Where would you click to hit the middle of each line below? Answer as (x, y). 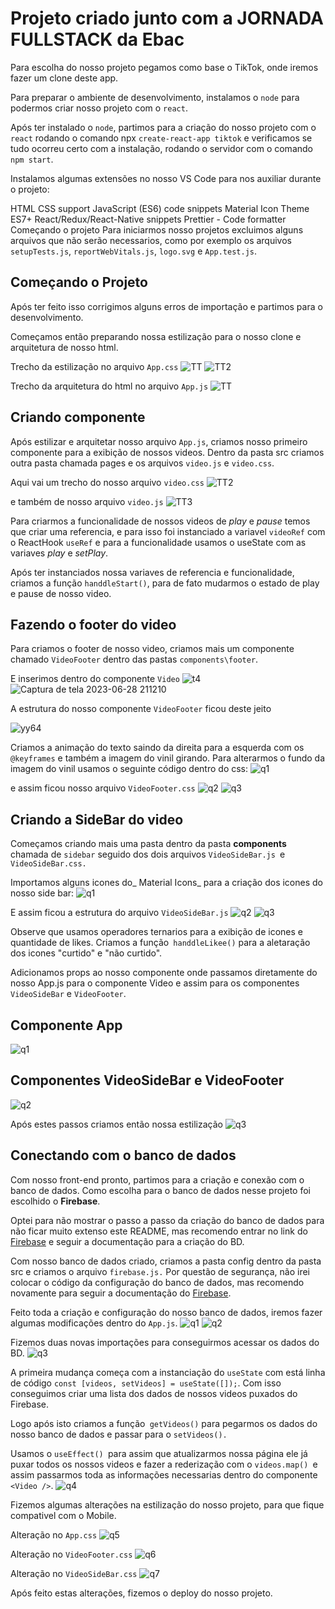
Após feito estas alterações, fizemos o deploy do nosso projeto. (141, 1593)
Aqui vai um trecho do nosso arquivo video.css (107, 482)
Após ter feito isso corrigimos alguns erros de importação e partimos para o (166, 306)
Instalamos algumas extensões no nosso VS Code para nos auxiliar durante (166, 178)
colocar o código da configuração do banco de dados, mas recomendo (157, 1282)
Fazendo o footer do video (93, 624)
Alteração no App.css (54, 1534)
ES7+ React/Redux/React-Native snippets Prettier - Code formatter (148, 219)
